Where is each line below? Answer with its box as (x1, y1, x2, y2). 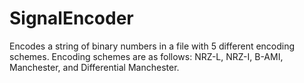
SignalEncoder (9, 7, 134, 30)
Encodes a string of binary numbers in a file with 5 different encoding (9, 40, 296, 52)
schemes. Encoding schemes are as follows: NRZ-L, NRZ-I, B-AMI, (9, 50, 284, 62)
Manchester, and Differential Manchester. (9, 61, 180, 73)
